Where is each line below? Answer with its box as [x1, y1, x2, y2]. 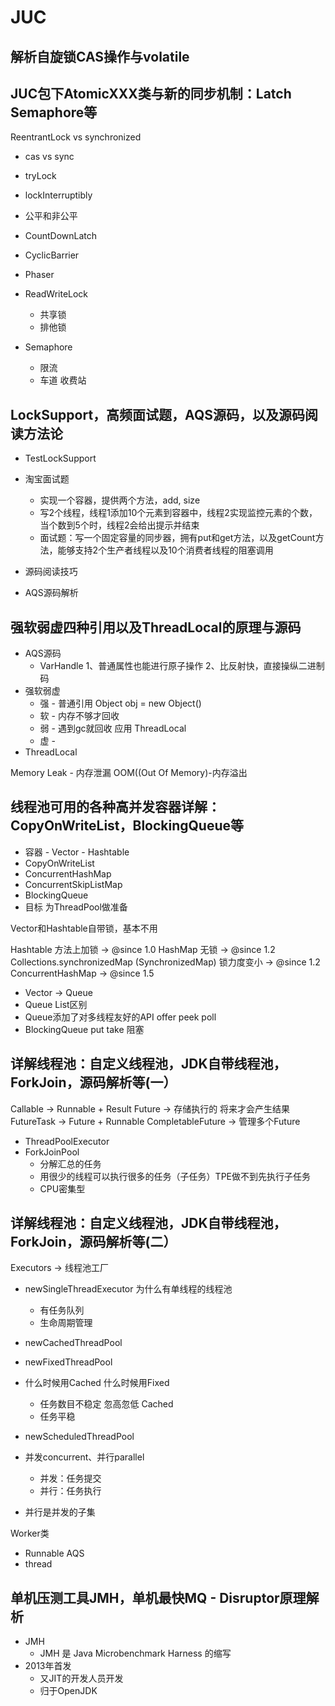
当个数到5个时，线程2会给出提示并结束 [39, 519, 200, 531]
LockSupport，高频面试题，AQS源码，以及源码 [10, 406, 305, 423]
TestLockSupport [24, 452, 97, 465]
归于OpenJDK [39, 1685, 98, 1697]
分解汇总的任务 [39, 1157, 102, 1170]
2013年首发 [24, 1660, 72, 1672]
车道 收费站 [39, 374, 87, 386]
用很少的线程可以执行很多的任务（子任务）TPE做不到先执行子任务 [39, 1170, 311, 1182]
